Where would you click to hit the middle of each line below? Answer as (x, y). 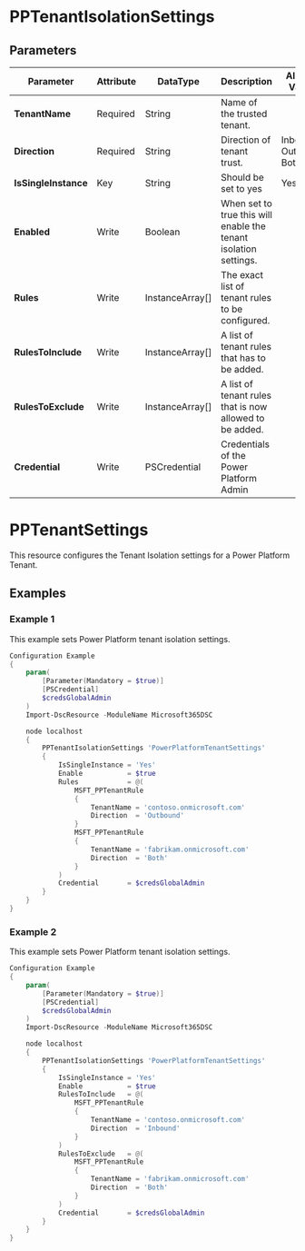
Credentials (246, 444)
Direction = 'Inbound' (135, 1128)
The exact (242, 275)
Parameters (43, 50)
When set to (246, 204)
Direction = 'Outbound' (137, 816)
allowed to (243, 418)
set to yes (242, 189)
